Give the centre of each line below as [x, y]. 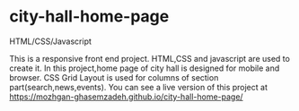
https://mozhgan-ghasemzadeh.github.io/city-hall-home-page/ [127, 97]
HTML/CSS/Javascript [51, 41]
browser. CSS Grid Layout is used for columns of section [114, 77]
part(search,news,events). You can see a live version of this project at [138, 87]
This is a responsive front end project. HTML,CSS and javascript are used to [149, 58]
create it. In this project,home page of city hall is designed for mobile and [145, 68]
